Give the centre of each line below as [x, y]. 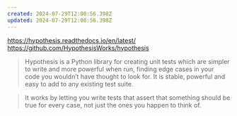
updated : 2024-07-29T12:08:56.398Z [60, 20]
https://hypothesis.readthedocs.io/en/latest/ [72, 40]
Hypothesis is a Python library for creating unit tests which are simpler [127, 61]
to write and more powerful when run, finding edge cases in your [119, 69]
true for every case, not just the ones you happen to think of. [113, 105]
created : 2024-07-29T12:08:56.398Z [60, 14]
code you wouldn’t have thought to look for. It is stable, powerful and [125, 76]
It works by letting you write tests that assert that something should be [127, 97]
